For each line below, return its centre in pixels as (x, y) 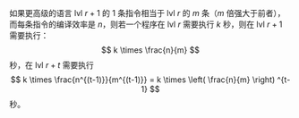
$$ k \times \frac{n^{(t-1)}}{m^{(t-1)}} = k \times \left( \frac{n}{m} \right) (143, 80)
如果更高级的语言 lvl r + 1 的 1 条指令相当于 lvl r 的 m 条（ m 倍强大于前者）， (147, 13)
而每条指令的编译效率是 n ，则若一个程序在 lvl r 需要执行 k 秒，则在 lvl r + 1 (146, 24)
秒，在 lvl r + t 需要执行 (51, 65)
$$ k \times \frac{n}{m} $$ (150, 50)
